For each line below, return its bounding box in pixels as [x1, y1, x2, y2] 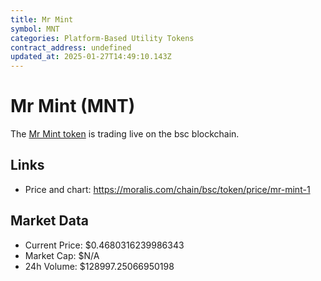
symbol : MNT [10, 24, 60, 34]
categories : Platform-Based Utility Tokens [10, 33, 195, 43]
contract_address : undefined [10, 42, 132, 53]
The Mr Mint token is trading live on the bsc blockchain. [10, 128, 240, 140]
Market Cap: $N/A [24, 249, 100, 261]
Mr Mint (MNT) [10, 95, 136, 118]
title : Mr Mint [10, 14, 74, 25]
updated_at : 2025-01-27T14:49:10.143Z [10, 52, 172, 62]
